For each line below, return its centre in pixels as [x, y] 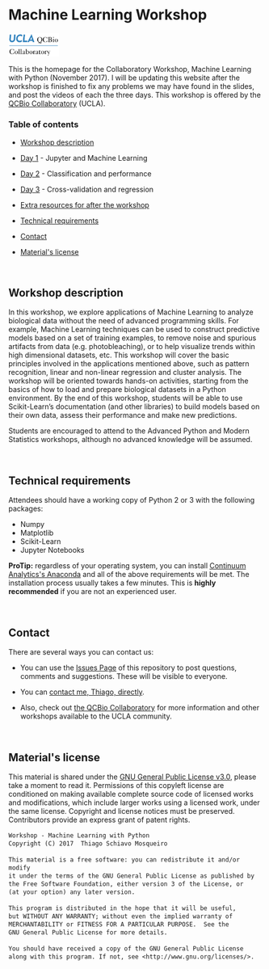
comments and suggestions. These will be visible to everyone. [124, 676]
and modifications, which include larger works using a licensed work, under [134, 803]
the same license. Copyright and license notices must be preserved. [122, 811]
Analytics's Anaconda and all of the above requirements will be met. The [129, 575]
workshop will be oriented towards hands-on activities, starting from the [128, 381]
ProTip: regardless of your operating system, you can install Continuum [127, 566]
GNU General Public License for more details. [88, 932]
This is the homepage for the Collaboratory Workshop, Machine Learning [130, 70]
